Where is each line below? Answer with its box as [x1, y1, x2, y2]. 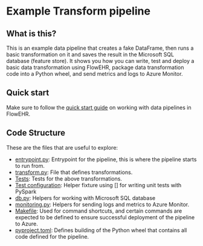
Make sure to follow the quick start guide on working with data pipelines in [6, 104, 192, 111]
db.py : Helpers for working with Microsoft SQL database [14, 194, 156, 201]
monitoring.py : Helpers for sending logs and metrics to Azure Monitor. [14, 201, 190, 208]
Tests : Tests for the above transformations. [14, 175, 123, 182]
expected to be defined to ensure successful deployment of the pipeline [14, 213, 195, 221]
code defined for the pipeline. [14, 233, 89, 240]
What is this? [6, 28, 57, 39]
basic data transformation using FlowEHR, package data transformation [6, 64, 184, 71]
